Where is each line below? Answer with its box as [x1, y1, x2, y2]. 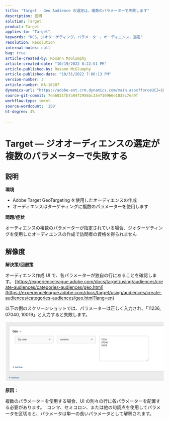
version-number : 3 [5, 77, 44, 82]
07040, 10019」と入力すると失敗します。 [5, 311, 90, 317]
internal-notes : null [5, 45, 51, 50]
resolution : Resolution [5, 40, 55, 45]
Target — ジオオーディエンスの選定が [5, 138, 160, 149]
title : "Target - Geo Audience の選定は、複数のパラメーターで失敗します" [5, 8, 150, 13]
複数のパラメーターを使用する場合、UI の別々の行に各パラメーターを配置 [5, 398, 156, 404]
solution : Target [5, 19, 42, 24]
